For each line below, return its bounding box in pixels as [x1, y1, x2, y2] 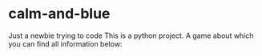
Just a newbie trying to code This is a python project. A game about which [8, 31, 254, 40]
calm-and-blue [8, 5, 111, 23]
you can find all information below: [8, 39, 123, 48]
